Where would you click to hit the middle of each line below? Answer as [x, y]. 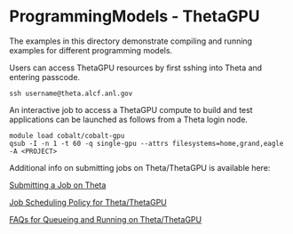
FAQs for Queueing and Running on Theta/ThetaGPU [106, 219]
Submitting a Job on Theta [58, 185]
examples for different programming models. [91, 50]
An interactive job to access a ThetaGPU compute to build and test [131, 109]
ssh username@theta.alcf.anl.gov [71, 93]
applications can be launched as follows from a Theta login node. [129, 119]
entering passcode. [45, 77]
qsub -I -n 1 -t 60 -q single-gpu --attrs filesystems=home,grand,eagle [146, 143]
